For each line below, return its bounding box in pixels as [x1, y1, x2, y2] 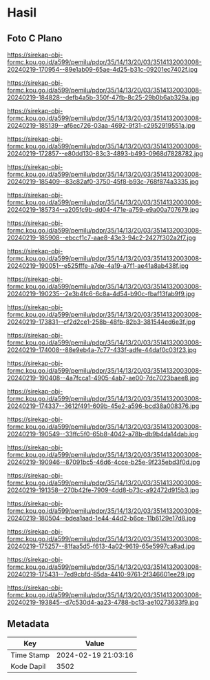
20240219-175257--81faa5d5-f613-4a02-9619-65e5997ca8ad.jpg [7, 542, 195, 550]
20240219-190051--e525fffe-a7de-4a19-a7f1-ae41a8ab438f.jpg [7, 262, 189, 270]
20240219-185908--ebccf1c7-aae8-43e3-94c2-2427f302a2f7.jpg [7, 233, 196, 242]
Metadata [7, 618, 50, 630]
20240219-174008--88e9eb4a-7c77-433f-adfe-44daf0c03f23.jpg [7, 346, 197, 353]
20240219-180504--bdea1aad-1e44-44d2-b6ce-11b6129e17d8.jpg [7, 514, 196, 522]
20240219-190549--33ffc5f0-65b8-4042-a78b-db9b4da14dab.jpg [7, 430, 198, 438]
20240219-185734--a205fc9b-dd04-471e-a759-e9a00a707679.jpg [7, 206, 200, 213]
